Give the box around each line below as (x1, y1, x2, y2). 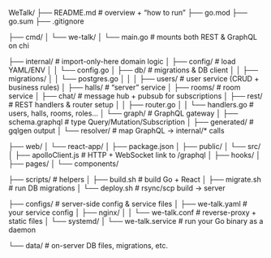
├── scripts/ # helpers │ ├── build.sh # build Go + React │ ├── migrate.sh (8, 175, 261, 184)
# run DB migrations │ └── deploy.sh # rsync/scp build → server (8, 183, 226, 193)
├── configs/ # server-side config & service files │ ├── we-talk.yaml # (8, 199, 247, 208)
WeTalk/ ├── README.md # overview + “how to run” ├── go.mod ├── (8, 8, 247, 17)
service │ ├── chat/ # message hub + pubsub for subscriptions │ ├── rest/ (8, 91, 263, 101)
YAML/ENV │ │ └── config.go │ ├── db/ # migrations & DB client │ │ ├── (8, 65, 258, 75)
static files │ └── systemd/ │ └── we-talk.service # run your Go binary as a (8, 216, 264, 225)
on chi (8, 41, 30, 50)
